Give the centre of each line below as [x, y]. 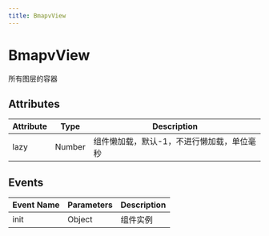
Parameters [90, 205]
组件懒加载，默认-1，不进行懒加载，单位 [171, 142]
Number [70, 147]
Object [80, 219]
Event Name [36, 205]
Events [26, 182]
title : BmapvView [37, 16]
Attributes [34, 104]
